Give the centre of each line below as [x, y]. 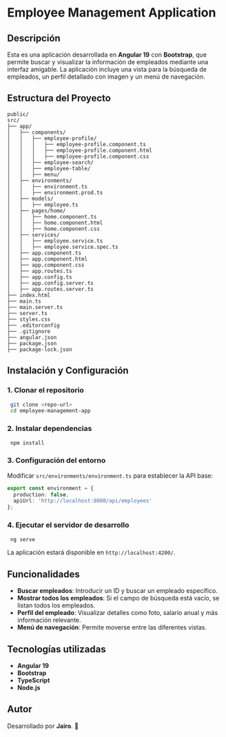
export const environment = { [51, 488]
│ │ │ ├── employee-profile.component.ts [77, 144]
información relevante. [49, 620]
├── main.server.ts [35, 307]
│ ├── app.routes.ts [40, 271]
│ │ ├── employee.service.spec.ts [63, 247]
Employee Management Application [112, 13]
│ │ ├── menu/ [33, 174]
